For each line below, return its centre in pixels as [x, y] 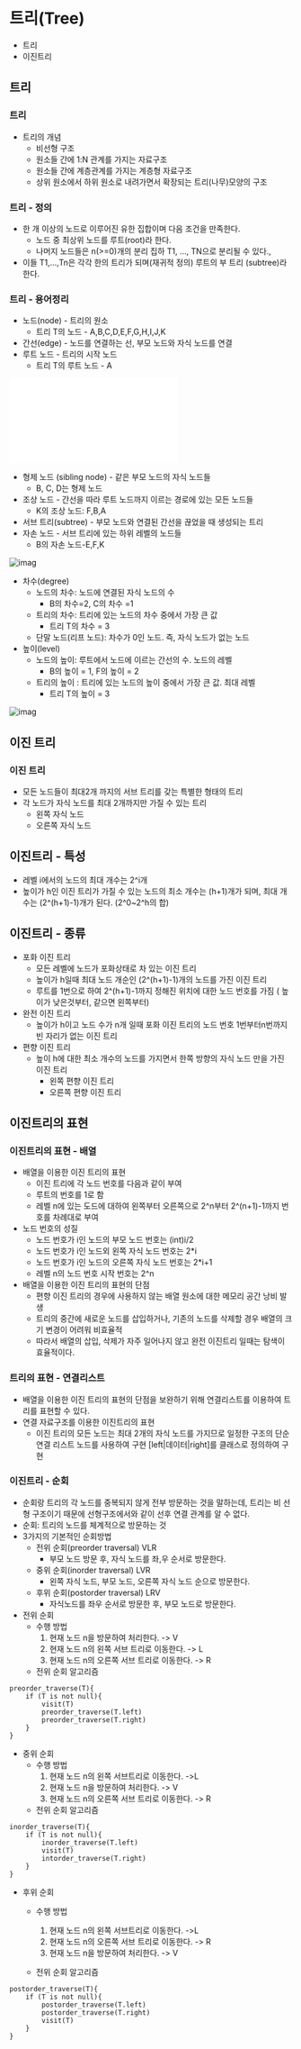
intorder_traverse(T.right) [94, 1858]
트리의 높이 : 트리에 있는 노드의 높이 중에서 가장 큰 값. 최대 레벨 [146, 683]
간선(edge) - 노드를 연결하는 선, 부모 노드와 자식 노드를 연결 [127, 343]
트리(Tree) [47, 18]
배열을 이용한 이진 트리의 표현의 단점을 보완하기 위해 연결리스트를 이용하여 [152, 1399]
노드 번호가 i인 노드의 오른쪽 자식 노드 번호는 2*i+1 [124, 1263]
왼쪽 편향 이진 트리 [82, 1081]
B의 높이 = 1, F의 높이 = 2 [94, 671]
